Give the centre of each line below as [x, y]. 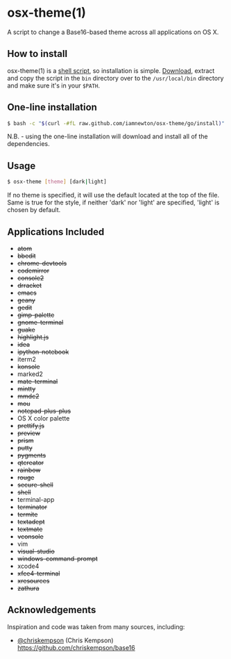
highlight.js [33, 337]
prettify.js [31, 425]
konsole [28, 366]
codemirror [33, 270]
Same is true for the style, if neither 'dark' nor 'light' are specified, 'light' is [113, 202]
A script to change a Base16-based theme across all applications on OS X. [113, 32]
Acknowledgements [52, 610]
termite [27, 514]
